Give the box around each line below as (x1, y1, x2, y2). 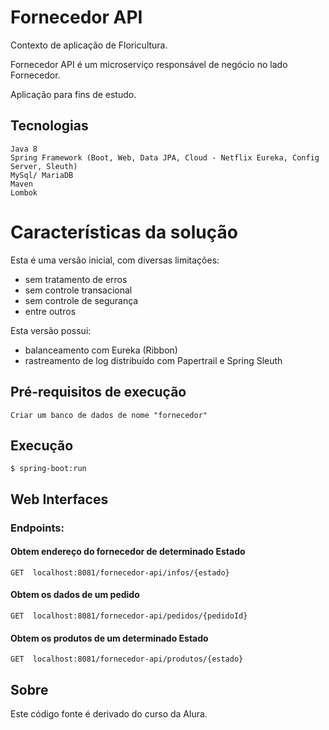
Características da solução (10, 221, 238, 243)
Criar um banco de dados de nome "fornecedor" (10, 410, 208, 420)
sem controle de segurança (24, 294, 139, 306)
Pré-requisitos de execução (10, 384, 187, 401)
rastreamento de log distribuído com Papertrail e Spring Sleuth (24, 354, 283, 366)
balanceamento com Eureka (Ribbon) (24, 344, 178, 356)
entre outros (24, 305, 77, 317)
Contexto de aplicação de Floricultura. (10, 39, 168, 51)
